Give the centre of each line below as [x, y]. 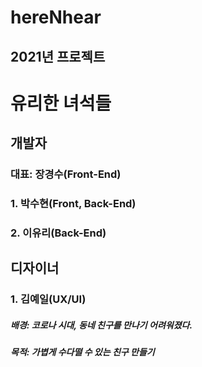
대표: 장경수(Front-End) [66, 174]
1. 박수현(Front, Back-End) [73, 203]
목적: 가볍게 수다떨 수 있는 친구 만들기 [82, 352]
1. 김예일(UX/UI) [48, 299]
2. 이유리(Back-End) [58, 233]
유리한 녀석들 [61, 103]
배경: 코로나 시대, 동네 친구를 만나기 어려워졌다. [101, 325]
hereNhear [56, 17]
